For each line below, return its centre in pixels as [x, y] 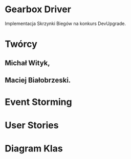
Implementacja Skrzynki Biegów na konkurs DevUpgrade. [65, 23]
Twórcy [21, 44]
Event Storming [38, 102]
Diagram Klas [34, 149]
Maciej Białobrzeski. [38, 80]
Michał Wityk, [28, 63]
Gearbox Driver [38, 9]
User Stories [32, 125]
